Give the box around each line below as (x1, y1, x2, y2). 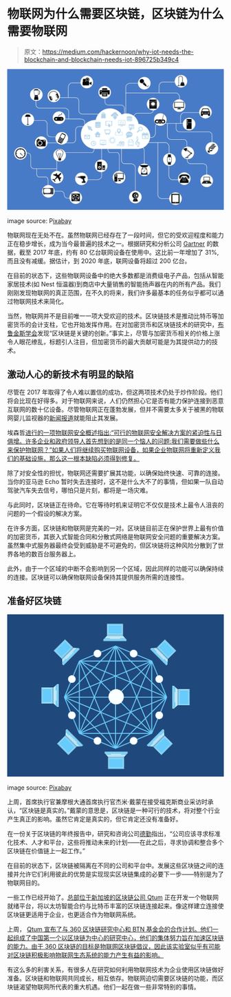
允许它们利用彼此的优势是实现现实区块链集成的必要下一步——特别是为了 (19, 870, 224, 879)
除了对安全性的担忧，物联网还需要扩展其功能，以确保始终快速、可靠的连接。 (7, 469, 224, 477)
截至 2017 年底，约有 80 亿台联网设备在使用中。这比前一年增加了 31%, (19, 249, 219, 257)
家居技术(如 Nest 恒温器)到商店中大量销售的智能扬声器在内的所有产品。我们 (7, 280, 221, 288)
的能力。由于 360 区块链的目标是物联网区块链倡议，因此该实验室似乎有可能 (7, 943, 221, 951)
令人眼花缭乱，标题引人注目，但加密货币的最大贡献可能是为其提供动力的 (7, 338, 212, 346)
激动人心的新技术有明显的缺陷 (7, 368, 134, 380)
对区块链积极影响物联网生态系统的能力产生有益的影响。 (7, 951, 164, 959)
